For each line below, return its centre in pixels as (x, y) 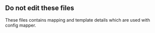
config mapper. (21, 25)
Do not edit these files (40, 8)
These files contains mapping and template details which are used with (77, 20)
